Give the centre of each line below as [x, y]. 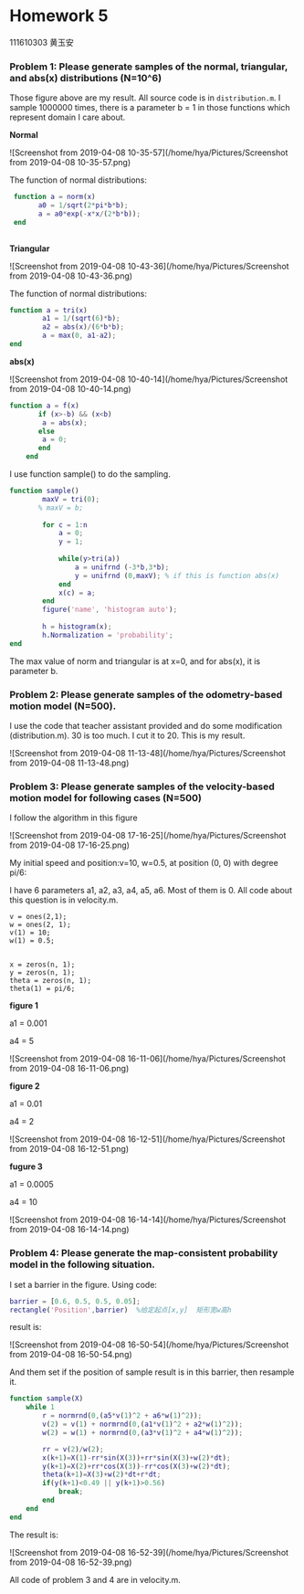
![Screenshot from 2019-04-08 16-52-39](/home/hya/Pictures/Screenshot [149, 1552]
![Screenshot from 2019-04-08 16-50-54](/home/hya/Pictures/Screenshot [149, 1345]
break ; [71, 1492]
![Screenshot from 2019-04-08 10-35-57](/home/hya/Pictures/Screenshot [149, 153]
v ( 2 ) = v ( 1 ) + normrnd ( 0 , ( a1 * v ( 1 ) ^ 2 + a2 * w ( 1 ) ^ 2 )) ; [143, 1424]
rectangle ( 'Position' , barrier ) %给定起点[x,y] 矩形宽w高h [121, 1310]
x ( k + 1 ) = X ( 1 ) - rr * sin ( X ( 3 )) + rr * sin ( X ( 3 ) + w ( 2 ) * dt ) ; [136, 1458]
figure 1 [24, 1006]
